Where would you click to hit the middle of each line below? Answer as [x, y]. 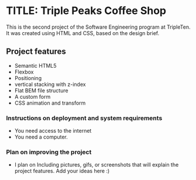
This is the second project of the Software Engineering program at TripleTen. [98, 27]
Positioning [28, 78]
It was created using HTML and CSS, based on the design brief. [83, 33]
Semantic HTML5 [35, 65]
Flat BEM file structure [41, 90]
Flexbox [24, 72]
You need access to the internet [53, 131]
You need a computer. [41, 137]
